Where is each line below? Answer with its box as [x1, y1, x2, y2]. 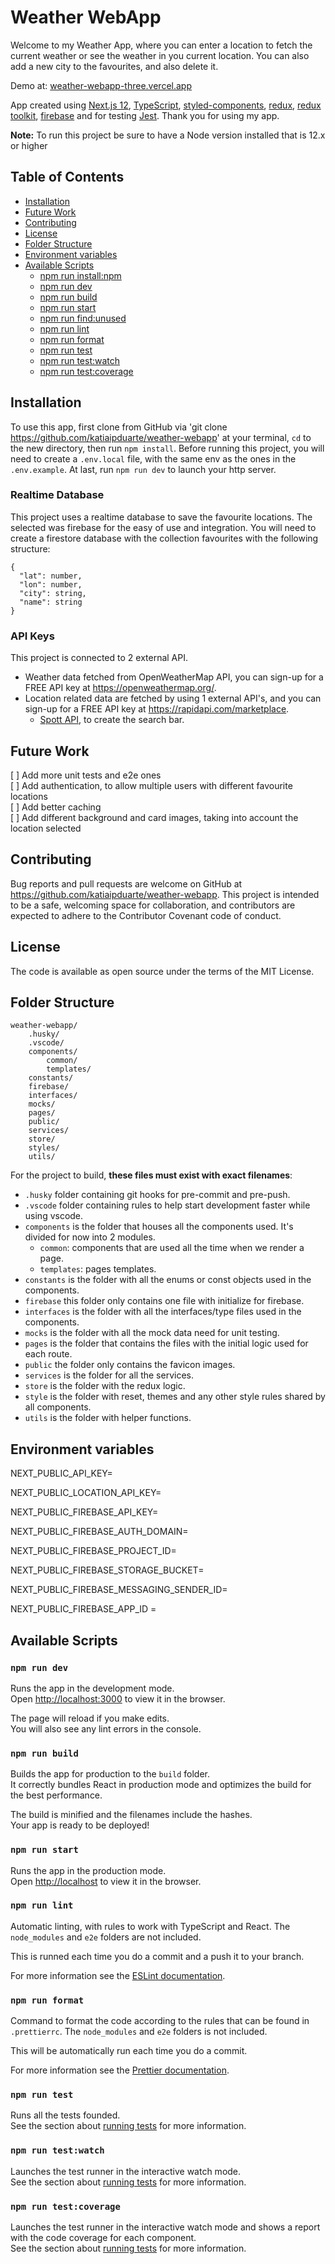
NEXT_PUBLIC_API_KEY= [10, 1467, 113, 1480]
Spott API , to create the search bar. [39, 714, 185, 726]
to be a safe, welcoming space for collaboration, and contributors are [10, 899, 296, 911]
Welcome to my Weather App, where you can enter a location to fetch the [10, 39, 313, 51]
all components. [24, 1401, 92, 1413]
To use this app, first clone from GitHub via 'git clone [10, 421, 228, 433]
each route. [24, 1348, 73, 1360]
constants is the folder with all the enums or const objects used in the [24, 1274, 312, 1286]
